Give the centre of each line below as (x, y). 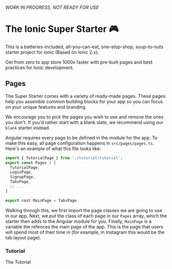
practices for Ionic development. (40, 67)
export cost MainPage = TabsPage (41, 200)
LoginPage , (22, 172)
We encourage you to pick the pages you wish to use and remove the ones (84, 117)
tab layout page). (23, 237)
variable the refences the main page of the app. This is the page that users (84, 226)
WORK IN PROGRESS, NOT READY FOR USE (52, 7)
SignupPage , (23, 177)
